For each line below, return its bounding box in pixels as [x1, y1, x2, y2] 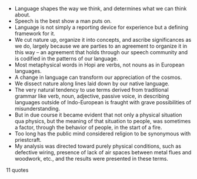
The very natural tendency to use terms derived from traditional [14, 87, 169, 93]
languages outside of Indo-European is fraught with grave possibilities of [14, 99, 192, 105]
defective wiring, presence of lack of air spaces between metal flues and [14, 149, 192, 155]
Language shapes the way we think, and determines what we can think [14, 5, 187, 12]
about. [14, 11, 31, 18]
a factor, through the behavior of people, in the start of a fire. [14, 124, 162, 131]
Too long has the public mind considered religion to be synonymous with [14, 130, 191, 137]
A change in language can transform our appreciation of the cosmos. [14, 74, 182, 81]
